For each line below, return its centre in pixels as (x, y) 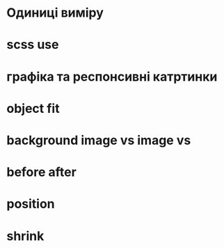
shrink (25, 236)
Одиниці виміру (55, 13)
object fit (33, 108)
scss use (33, 45)
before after (42, 172)
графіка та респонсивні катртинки (112, 76)
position (31, 204)
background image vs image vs (99, 140)
